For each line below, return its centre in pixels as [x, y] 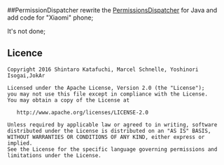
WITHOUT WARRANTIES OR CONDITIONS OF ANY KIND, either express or [106, 137]
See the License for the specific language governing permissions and [112, 149]
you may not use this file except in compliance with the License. [108, 94]
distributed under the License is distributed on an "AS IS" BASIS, [109, 131]
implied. [20, 143]
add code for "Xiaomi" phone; [50, 18]
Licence [25, 53]
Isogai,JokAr [26, 75]
